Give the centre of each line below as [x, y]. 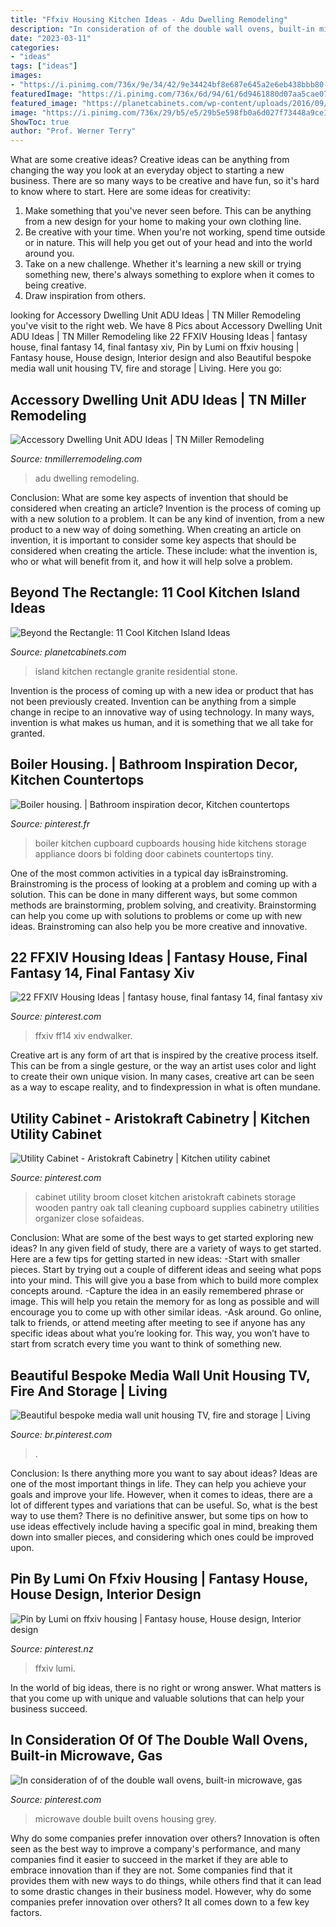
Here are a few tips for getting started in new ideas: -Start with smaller [155, 1259]
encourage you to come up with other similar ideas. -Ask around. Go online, [166, 1312]
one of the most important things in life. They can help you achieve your [158, 1484]
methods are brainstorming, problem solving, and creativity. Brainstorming [163, 905]
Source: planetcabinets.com [68, 652]
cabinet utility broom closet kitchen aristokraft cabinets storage [165, 1197]
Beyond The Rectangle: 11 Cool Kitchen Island [155, 592]
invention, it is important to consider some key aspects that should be [153, 540]
